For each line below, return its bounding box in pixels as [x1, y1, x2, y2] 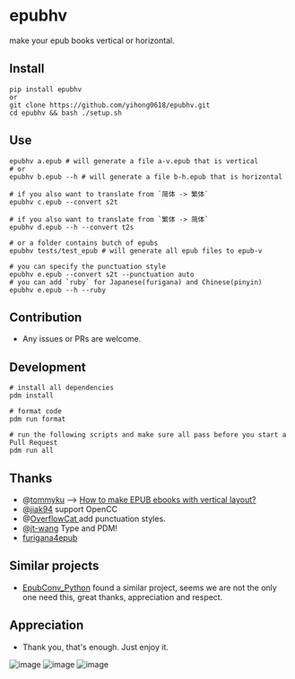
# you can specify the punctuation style [9, 262, 167, 271]
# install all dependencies [9, 383, 115, 393]
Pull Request [9, 439, 58, 448]
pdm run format [9, 414, 66, 424]
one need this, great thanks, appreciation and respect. [22, 591, 223, 602]
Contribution [9, 309, 82, 325]
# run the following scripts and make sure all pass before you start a [9, 431, 287, 440]
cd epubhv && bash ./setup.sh [9, 109, 123, 118]
